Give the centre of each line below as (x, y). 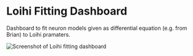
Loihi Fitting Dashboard (67, 11)
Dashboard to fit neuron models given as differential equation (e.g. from (97, 28)
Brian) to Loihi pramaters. (38, 34)
